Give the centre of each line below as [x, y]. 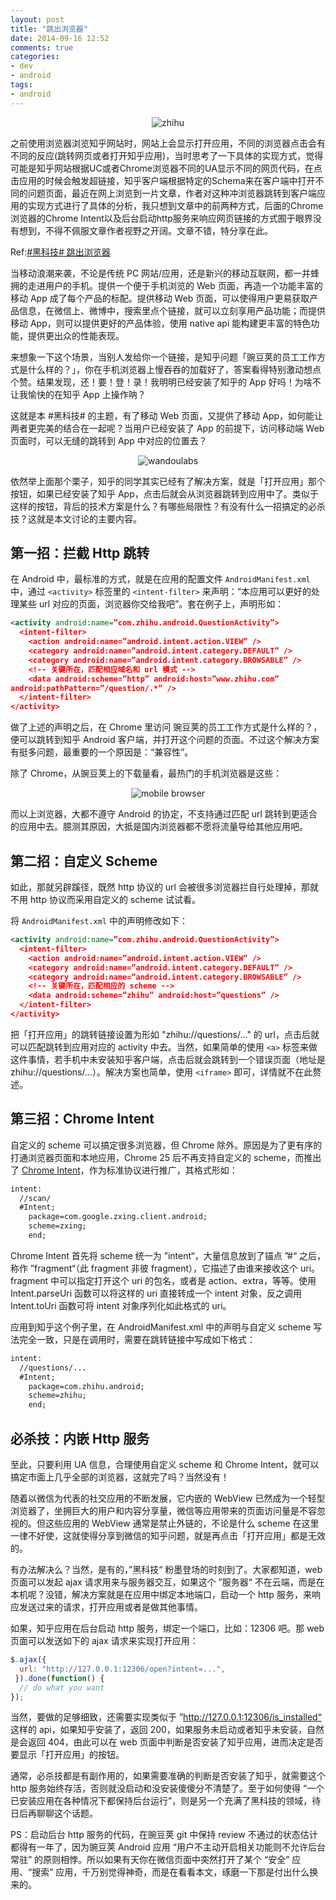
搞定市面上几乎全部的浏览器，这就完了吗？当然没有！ [120, 1477]
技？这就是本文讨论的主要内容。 [76, 518]
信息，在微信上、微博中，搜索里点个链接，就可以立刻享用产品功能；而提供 [172, 310]
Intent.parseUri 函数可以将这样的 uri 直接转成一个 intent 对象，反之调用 [156, 1293]
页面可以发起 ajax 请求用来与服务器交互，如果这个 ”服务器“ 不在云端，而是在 [167, 1582]
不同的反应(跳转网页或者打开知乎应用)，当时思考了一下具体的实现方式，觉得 [167, 155]
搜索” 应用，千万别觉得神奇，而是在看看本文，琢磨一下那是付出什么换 [175, 1872]
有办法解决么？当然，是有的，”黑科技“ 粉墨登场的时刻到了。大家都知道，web [166, 1569]
